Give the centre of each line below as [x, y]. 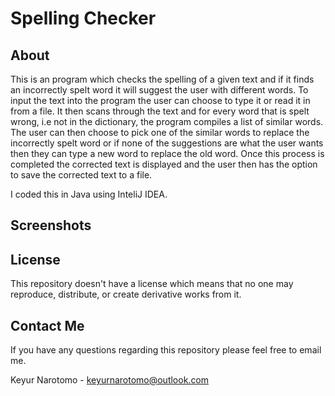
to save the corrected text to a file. [81, 175]
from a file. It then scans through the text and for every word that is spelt [160, 111]
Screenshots [51, 225]
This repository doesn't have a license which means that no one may [152, 284]
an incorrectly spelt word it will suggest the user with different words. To [159, 90]
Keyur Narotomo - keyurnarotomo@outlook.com [110, 380]
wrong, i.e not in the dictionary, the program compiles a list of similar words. [167, 121]
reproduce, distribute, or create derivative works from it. [126, 294]
